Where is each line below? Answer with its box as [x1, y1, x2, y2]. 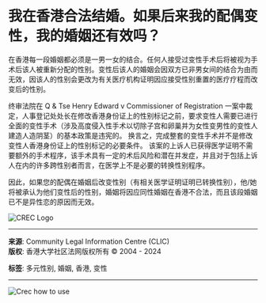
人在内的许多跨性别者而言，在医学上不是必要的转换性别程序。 [8, 160, 210, 170]
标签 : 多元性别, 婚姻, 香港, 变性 [8, 263, 108, 273]
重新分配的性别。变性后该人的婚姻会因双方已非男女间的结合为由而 [42, 64, 258, 74]
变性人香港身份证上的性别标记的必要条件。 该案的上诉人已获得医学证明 [8, 140, 239, 150]
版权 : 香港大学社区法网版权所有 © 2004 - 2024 [8, 246, 161, 256]
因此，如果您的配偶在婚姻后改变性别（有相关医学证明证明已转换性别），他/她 [8, 177, 257, 187]
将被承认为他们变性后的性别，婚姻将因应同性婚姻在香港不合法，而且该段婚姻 [8, 187, 258, 196]
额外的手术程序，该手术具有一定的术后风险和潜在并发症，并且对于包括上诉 [14, 150, 258, 160]
